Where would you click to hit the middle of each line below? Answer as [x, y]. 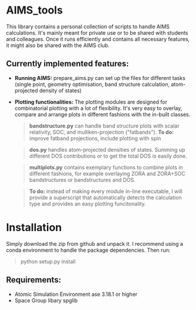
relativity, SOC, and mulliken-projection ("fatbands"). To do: [102, 132]
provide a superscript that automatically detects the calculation [105, 197]
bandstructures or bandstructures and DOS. [82, 179]
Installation [34, 227]
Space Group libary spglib [46, 300]
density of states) [60, 90]
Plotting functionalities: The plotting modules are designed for [91, 102]
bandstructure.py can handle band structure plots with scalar [104, 126]
